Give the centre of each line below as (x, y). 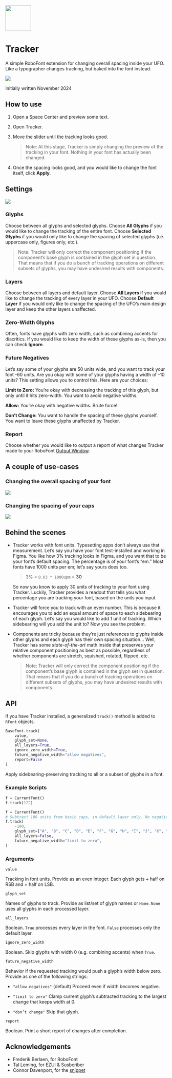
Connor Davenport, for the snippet (49, 1070)
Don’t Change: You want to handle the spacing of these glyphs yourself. (82, 415)
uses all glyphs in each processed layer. (47, 909)
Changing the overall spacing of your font (58, 481)
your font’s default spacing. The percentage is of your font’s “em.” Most (88, 561)
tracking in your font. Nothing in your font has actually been (88, 152)
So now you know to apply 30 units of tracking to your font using (81, 587)
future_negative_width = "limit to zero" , (58, 841)
